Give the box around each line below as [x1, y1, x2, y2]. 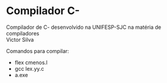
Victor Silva [6, 36, 34, 43]
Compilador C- [6, 4, 80, 18]
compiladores [6, 29, 40, 36]
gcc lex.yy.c [14, 65, 44, 72]
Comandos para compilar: [6, 47, 70, 54]
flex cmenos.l [14, 59, 48, 66]
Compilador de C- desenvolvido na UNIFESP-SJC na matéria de [6, 24, 161, 31]
